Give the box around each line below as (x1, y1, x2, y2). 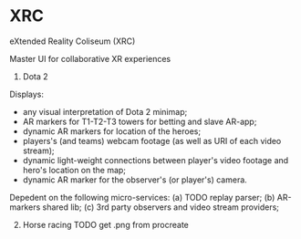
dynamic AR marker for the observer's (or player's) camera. (22, 174, 248, 185)
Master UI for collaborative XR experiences (9, 53, 171, 64)
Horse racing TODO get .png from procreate (22, 219, 190, 230)
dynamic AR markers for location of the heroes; (22, 125, 202, 137)
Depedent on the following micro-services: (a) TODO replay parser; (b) (9, 192, 275, 203)
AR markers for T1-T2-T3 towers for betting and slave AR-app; (22, 116, 257, 127)
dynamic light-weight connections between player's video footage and (22, 154, 289, 165)
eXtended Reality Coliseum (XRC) (9, 36, 136, 47)
